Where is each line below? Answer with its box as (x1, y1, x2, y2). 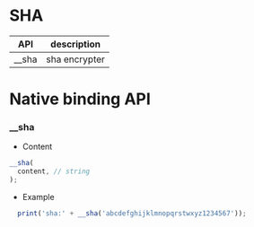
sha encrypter (46, 53, 106, 65)
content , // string (17, 167, 91, 176)
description (50, 38, 101, 50)
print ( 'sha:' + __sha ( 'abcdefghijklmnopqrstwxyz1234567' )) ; (17, 209, 247, 218)
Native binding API (9, 89, 151, 109)
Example (22, 192, 56, 203)
